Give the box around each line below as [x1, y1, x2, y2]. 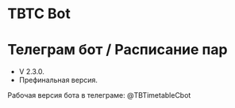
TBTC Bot [7, 5, 71, 23]
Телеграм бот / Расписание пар [7, 41, 228, 59]
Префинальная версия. [18, 76, 98, 85]
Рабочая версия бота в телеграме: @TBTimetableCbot [7, 91, 191, 100]
